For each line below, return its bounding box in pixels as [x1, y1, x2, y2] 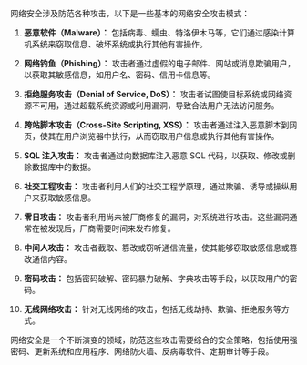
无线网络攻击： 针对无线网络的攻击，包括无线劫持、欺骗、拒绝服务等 [23, 304, 281, 314]
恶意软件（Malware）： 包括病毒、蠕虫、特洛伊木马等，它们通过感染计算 [23, 27, 295, 38]
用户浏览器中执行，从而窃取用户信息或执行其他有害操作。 [63, 131, 280, 141]
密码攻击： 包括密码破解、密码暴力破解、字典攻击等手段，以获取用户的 [23, 273, 290, 284]
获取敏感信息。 [39, 192, 97, 203]
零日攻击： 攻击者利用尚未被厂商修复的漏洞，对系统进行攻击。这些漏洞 [23, 212, 290, 222]
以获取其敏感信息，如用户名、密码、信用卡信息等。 [23, 69, 216, 80]
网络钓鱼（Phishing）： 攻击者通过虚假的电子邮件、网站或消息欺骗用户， [23, 58, 296, 68]
